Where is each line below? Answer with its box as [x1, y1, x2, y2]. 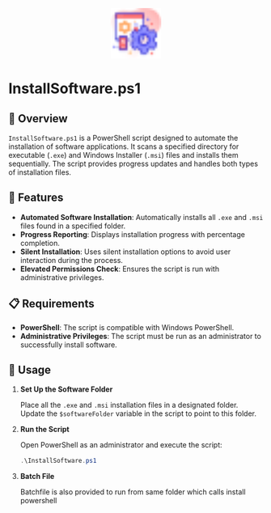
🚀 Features [8, 191, 64, 205]
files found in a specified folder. [19, 221, 126, 231]
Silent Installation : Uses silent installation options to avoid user [19, 247, 231, 256]
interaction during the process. [19, 255, 124, 265]
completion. [19, 238, 61, 248]
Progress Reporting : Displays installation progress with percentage [19, 229, 245, 239]
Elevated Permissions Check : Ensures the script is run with [19, 264, 220, 273]
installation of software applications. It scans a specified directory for [8, 142, 239, 151]
